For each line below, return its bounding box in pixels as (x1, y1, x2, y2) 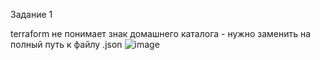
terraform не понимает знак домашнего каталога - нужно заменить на (10, 28, 312, 39)
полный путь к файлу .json (10, 39, 123, 50)
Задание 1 (10, 9, 53, 20)
